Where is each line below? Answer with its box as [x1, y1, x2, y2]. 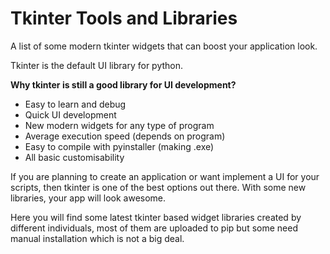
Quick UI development [24, 108, 117, 121]
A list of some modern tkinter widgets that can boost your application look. [10, 40, 318, 52]
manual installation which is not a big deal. [10, 232, 185, 244]
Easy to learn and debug [24, 98, 127, 110]
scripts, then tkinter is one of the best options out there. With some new [10, 181, 307, 193]
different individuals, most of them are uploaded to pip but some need [10, 222, 298, 234]
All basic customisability [24, 151, 125, 163]
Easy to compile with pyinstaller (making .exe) [24, 140, 215, 152]
